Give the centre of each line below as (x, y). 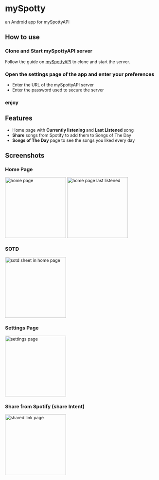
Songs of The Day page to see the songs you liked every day (73, 140)
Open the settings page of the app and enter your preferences (80, 74)
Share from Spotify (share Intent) (45, 406)
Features (19, 118)
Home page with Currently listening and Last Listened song (73, 130)
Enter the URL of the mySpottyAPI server (53, 85)
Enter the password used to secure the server (58, 90)
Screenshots (25, 156)
